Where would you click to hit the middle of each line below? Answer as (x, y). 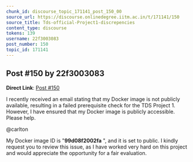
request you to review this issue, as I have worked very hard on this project (97, 147)
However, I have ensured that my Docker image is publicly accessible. (90, 112)
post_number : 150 (27, 45)
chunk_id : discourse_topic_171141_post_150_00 (64, 11)
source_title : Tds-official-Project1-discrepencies (70, 22)
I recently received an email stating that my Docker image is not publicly (93, 99)
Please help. (21, 117)
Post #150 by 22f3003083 (55, 74)
